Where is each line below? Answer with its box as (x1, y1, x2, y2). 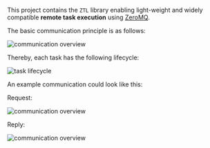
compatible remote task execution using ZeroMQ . (7, 13, 150, 21)
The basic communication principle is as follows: (7, 27, 146, 35)
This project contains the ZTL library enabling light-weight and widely (7, 6, 203, 14)
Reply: (7, 120, 26, 129)
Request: (7, 93, 32, 102)
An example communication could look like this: (7, 80, 143, 89)
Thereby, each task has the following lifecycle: (7, 53, 140, 62)
